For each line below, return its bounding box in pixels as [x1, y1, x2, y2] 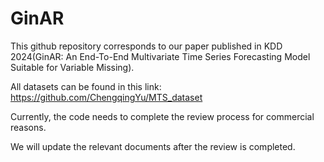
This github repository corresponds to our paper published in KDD [10, 40, 283, 52]
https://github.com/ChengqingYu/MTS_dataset [10, 91, 203, 103]
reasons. [10, 121, 47, 133]
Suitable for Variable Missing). [10, 61, 135, 73]
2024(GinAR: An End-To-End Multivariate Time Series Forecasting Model [10, 50, 311, 62]
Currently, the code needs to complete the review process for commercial [10, 110, 315, 122]
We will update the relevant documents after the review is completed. [10, 140, 296, 152]
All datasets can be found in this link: [10, 80, 162, 92]
